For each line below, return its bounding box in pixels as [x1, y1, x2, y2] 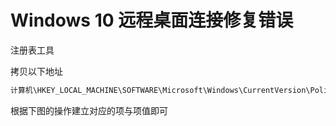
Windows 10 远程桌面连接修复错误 [10, 9, 294, 32]
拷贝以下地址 [10, 65, 63, 77]
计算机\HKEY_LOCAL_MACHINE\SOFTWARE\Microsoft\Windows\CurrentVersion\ [10, 85, 311, 95]
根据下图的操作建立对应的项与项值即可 [10, 104, 168, 116]
